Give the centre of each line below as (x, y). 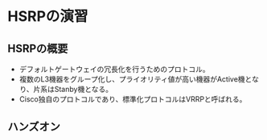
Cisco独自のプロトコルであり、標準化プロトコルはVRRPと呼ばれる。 (133, 99)
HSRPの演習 (48, 16)
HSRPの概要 (38, 48)
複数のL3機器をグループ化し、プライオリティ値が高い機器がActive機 (132, 79)
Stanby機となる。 (84, 89)
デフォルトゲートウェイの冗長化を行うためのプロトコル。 (114, 69)
